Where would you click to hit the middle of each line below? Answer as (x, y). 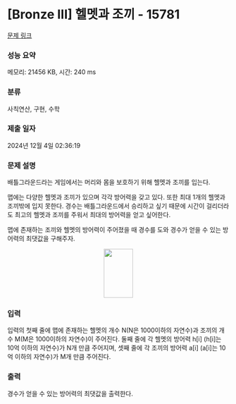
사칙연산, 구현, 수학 (33, 109)
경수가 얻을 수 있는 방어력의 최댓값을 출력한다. (70, 393)
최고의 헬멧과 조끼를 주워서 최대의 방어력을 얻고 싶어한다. (93, 215)
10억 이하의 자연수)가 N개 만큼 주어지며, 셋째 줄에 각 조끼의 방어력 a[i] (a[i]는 (113, 348)
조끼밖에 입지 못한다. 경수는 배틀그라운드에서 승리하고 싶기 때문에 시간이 (106, 206)
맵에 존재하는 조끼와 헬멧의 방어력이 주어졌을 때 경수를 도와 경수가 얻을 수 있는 (114, 230)
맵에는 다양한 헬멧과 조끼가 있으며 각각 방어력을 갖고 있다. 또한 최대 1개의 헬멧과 (116, 197)
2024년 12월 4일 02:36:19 (44, 145)
